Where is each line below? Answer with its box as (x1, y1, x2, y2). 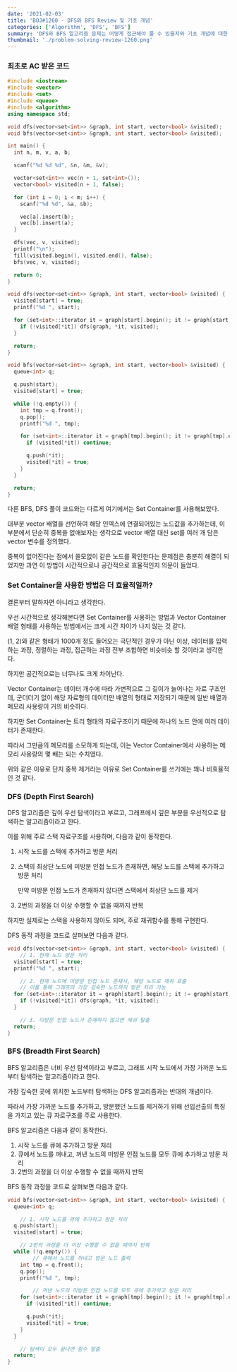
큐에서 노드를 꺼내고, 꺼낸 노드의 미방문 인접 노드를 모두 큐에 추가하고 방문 (17, 1150, 221, 1158)
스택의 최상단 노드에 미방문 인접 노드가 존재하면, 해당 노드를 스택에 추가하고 (17, 862, 225, 871)
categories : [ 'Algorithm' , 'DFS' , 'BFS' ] (7, 23, 131, 30)
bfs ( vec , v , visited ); (13, 258, 80, 265)
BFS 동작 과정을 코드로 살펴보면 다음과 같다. (7, 1182, 128, 1191)
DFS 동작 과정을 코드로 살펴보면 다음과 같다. (7, 931, 128, 939)
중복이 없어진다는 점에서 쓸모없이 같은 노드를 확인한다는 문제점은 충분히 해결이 (7, 552, 222, 561)
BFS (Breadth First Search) (7, 1046, 101, 1056)
